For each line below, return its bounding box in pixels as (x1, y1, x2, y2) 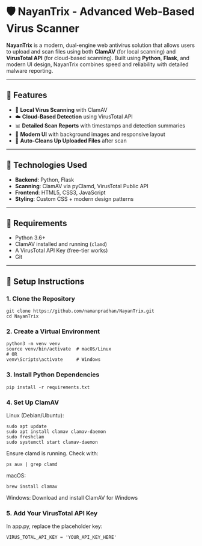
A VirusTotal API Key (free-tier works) (14, 247, 108, 254)
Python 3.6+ (14, 234, 46, 241)
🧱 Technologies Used (6, 160, 87, 170)
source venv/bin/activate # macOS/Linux (6, 346, 112, 352)
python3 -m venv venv (6, 341, 61, 347)
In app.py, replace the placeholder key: (6, 523, 103, 530)
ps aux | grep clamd (6, 461, 58, 467)
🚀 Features (6, 90, 47, 100)
